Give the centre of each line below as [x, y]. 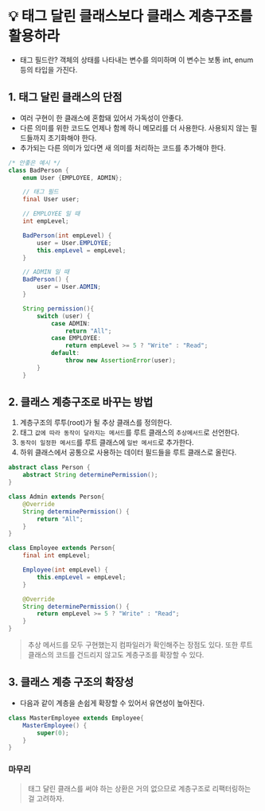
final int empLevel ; [57, 556]
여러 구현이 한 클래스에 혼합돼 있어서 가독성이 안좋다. [101, 118]
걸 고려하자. [46, 798]
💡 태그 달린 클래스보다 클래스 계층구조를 [131, 16]
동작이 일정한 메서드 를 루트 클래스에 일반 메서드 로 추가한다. [107, 443]
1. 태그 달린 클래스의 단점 [65, 97]
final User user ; [51, 200]
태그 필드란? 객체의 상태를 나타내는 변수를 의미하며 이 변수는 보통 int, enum [136, 60]
